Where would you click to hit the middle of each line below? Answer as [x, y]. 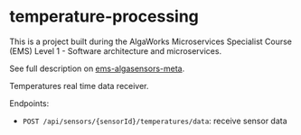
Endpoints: [29, 103]
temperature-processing [104, 17]
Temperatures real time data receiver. [79, 85]
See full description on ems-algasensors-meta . [97, 68]
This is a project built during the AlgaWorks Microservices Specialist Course [150, 41]
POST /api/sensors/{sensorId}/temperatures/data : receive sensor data [155, 121]
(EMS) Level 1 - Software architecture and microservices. [116, 50]
